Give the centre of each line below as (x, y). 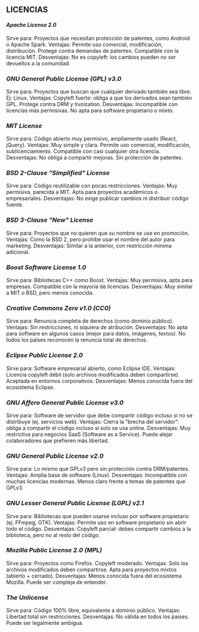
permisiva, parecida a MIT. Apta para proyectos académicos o (82, 192)
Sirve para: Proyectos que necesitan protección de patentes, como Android (98, 38)
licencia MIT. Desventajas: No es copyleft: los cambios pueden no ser (91, 57)
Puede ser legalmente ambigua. (45, 623)
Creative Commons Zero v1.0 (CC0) (59, 308)
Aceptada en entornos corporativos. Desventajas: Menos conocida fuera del (99, 381)
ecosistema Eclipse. (31, 387)
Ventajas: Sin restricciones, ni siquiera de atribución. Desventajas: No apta (97, 327)
